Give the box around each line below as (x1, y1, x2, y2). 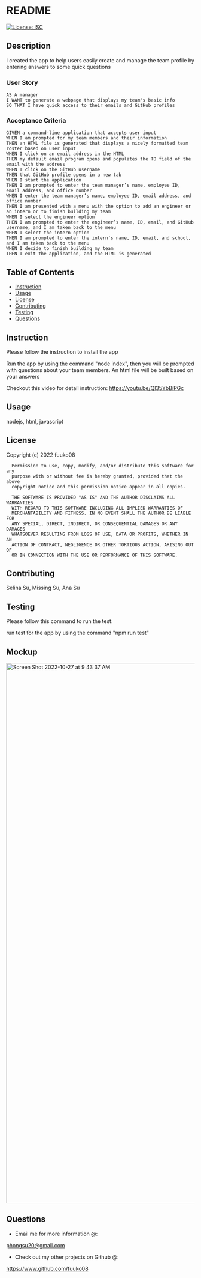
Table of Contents (6, 267, 75, 277)
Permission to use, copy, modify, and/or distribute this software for (11, 463, 194, 469)
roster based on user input (6, 145, 77, 152)
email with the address (6, 162, 66, 168)
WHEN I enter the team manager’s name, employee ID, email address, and (6, 193, 191, 199)
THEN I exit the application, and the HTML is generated (6, 251, 151, 257)
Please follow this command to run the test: (6, 618, 113, 625)
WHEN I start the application (6, 177, 82, 183)
